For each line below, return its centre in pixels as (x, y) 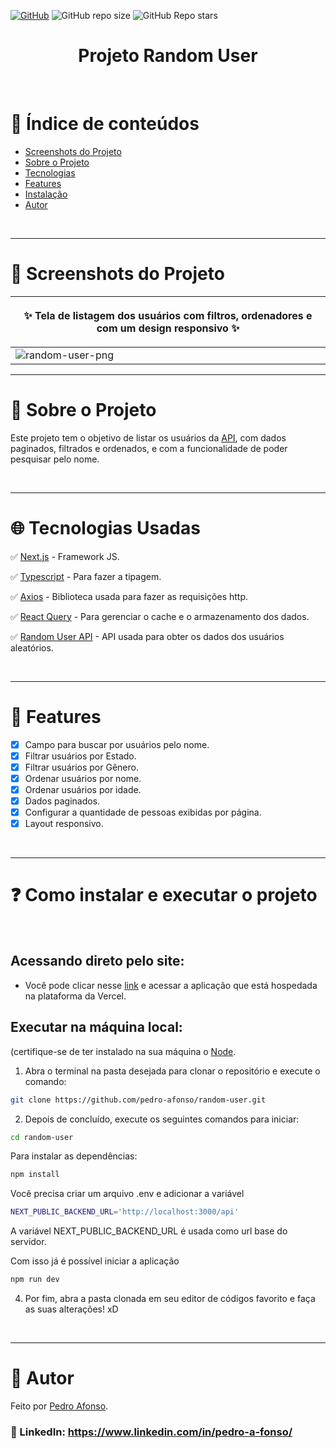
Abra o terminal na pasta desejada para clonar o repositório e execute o (172, 1071)
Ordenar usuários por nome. (83, 778)
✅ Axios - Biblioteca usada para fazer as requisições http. (129, 596)
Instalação (46, 194)
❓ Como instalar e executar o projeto (164, 895)
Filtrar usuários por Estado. (80, 756)
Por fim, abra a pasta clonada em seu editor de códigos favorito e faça (170, 1299)
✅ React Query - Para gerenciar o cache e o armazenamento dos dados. (160, 616)
